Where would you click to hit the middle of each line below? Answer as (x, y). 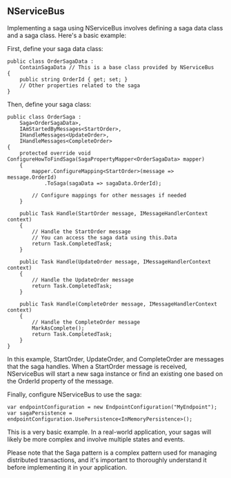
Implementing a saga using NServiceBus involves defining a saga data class (115, 28)
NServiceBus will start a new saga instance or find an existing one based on (115, 374)
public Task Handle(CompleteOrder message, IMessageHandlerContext (118, 304)
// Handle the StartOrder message (81, 231)
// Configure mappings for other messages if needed (109, 195)
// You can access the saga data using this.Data (104, 237)
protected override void (55, 153)
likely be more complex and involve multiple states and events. (96, 439)
